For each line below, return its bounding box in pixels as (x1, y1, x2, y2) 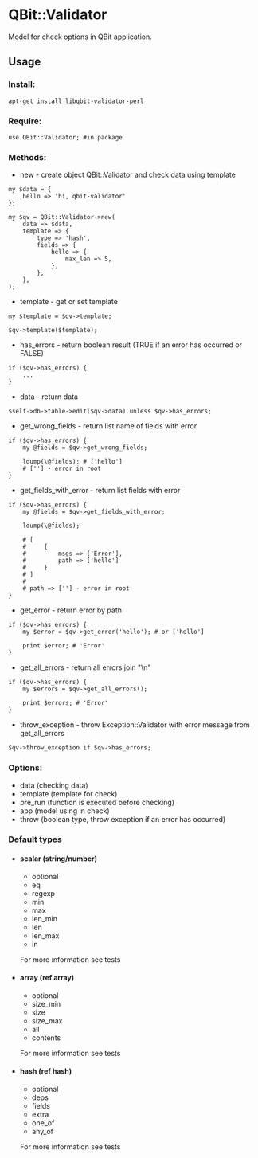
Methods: (8, 151, 47, 162)
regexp (31, 888, 56, 898)
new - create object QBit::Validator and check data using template (19, 170, 236, 180)
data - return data (19, 392, 78, 401)
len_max (31, 930, 60, 941)
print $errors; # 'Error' (22, 699, 109, 707)
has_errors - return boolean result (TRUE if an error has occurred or (19, 340, 243, 350)
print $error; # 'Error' (22, 642, 105, 650)
